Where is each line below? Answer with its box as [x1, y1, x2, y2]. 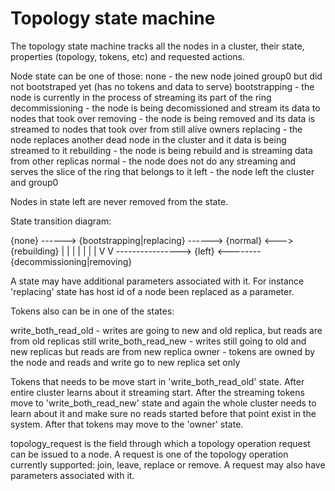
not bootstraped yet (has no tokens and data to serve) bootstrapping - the [10, 80, 315, 92]
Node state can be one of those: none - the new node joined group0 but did [10, 70, 323, 82]
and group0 [10, 176, 59, 188]
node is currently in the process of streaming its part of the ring [10, 91, 272, 103]
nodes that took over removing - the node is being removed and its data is [10, 112, 316, 124]
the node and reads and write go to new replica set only [10, 356, 241, 368]
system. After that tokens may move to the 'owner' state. [10, 418, 244, 430]
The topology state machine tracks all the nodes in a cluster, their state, [10, 40, 305, 52]
